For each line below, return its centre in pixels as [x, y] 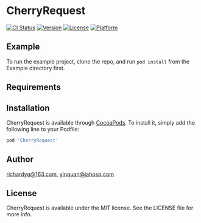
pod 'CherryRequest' [33, 140]
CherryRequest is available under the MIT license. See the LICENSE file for [100, 208]
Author [20, 159]
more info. [19, 214]
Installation [28, 108]
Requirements [33, 87]
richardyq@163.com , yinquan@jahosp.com [60, 174]
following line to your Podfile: [43, 129]
